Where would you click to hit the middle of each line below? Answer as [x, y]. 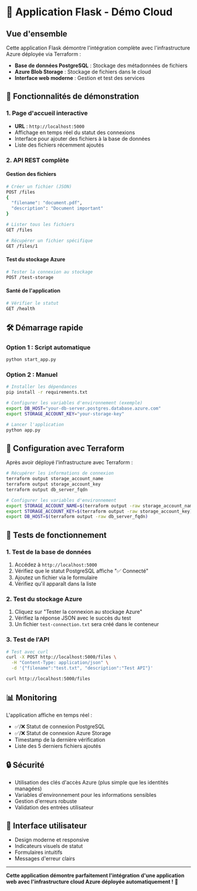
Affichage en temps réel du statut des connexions [75, 132]
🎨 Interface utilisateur [47, 825]
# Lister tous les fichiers [40, 225]
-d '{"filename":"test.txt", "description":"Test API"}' [82, 668]
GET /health [21, 308]
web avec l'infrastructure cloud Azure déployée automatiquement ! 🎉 [92, 882]
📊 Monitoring [32, 698]
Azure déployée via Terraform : [44, 54]
